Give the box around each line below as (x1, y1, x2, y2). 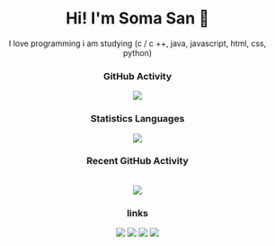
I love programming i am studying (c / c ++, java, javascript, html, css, (8, 38, 267, 49)
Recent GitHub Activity (86, 155, 189, 168)
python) (122, 47, 153, 58)
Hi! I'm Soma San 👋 (66, 8, 209, 29)
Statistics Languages (90, 113, 185, 125)
